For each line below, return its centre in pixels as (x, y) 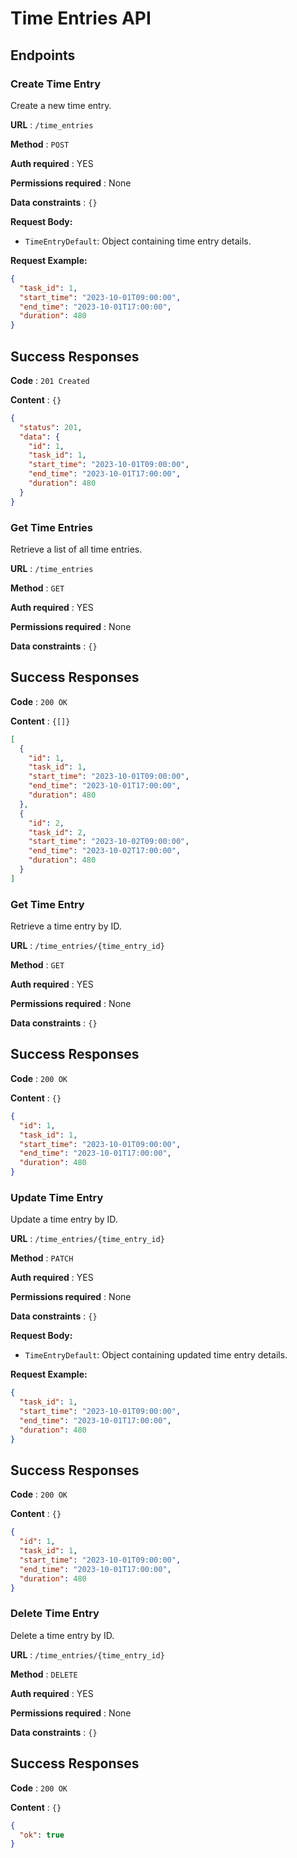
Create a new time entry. (61, 105)
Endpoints (43, 55)
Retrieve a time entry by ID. (66, 926)
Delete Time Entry (55, 1614)
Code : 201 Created (50, 380)
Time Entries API (81, 18)
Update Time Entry (57, 1197)
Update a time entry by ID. (64, 1219)
